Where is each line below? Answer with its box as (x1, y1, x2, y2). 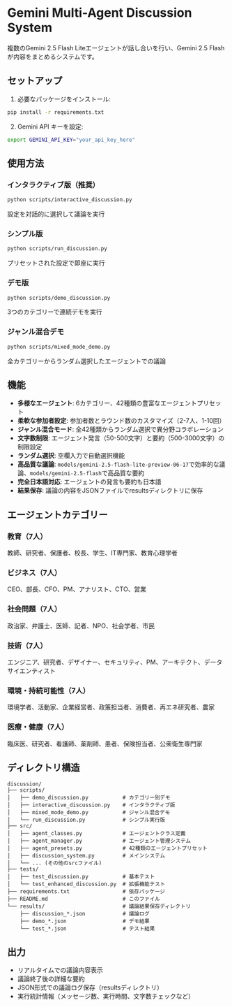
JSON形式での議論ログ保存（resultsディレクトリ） (17, 983, 164, 992)
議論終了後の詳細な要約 (17, 975, 85, 983)
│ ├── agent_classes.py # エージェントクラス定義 (7, 830, 186, 837)
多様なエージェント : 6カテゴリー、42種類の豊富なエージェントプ (17, 399, 203, 407)
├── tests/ (7, 866, 39, 873)
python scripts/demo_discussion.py (7, 294, 111, 301)
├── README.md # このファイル (7, 896, 160, 903)
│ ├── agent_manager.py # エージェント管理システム (7, 837, 192, 845)
